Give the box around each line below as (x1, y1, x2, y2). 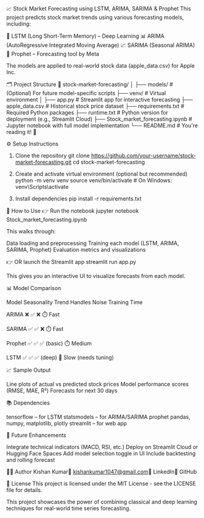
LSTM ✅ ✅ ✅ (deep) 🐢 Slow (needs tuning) (6, 354, 114, 361)
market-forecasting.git (15, 158, 72, 166)
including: (6, 20, 32, 27)
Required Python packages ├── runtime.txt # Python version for (6, 109, 169, 116)
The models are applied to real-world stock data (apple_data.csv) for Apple (6, 62, 195, 69)
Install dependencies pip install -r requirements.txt (15, 195, 142, 202)
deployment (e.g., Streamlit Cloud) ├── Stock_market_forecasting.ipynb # (6, 115, 192, 122)
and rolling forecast (6, 456, 55, 463)
